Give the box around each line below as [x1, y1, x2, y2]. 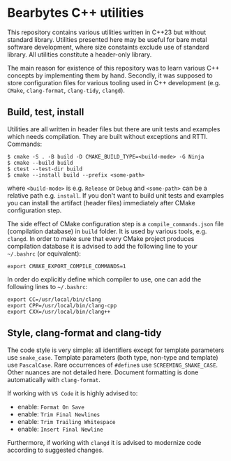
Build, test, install [7, 106, 84, 118]
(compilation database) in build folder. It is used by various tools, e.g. [7, 227, 207, 235]
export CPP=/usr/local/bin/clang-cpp [7, 302, 117, 309]
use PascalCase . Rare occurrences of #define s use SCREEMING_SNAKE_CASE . [7, 360, 218, 369]
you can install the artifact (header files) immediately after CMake [7, 198, 195, 207]
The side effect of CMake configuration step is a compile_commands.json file [7, 219, 225, 228]
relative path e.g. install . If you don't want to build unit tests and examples [7, 191, 225, 200]
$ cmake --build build [7, 159, 73, 166]
